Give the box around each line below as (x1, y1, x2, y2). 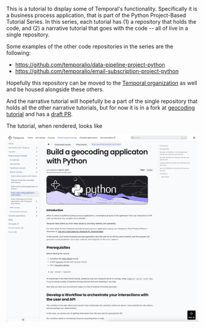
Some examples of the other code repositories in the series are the (6, 43, 174, 50)
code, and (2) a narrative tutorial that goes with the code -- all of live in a (6, 24, 188, 32)
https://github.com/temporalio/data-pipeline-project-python (15, 61, 165, 68)
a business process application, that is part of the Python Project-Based (6, 12, 186, 19)
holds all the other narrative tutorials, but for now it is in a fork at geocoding (6, 104, 195, 111)
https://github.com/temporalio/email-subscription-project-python (15, 68, 179, 75)
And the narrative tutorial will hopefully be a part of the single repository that (6, 97, 198, 105)
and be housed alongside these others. (6, 86, 104, 93)
